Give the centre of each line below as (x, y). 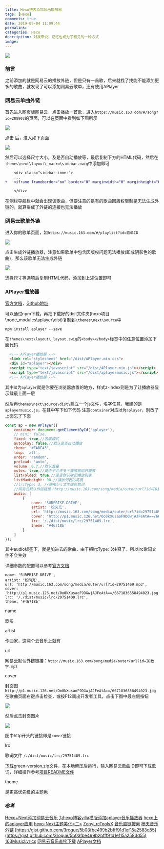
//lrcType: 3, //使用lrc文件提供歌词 (49, 485)
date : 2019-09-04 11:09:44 (32, 23)
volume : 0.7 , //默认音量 (37, 466)
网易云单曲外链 (23, 100)
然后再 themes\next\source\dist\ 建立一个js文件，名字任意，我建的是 (74, 404)
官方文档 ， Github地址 (27, 303)
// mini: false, (31, 435)
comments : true (20, 19)
